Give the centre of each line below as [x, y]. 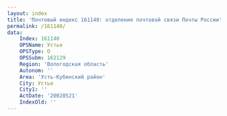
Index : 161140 [39, 39]
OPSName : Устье [41, 45]
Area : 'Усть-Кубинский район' [63, 77]
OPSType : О [35, 52]
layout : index [27, 13]
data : [15, 32]
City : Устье [36, 83]
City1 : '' [34, 89]
